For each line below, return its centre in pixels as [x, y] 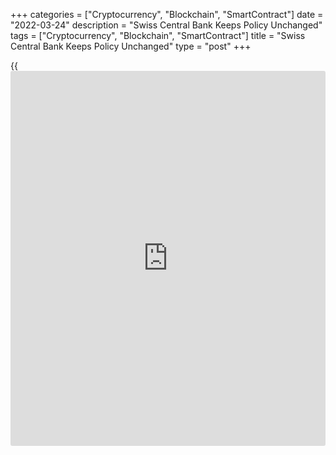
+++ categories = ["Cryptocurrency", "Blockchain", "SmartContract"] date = [167, 14]
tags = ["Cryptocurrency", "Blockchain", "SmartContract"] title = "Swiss [158, 35]
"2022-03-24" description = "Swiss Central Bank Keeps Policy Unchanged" [166, 25]
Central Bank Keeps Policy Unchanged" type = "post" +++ [131, 46]
